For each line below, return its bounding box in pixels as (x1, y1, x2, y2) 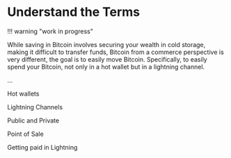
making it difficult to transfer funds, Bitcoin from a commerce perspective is (7, 48, 224, 56)
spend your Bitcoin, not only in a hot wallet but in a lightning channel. (7, 62, 205, 71)
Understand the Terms (7, 4, 141, 20)
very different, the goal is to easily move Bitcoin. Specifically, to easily (7, 55, 207, 63)
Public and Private (7, 116, 60, 125)
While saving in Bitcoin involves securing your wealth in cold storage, (7, 40, 206, 49)
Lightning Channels (7, 103, 63, 111)
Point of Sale (7, 130, 44, 138)
